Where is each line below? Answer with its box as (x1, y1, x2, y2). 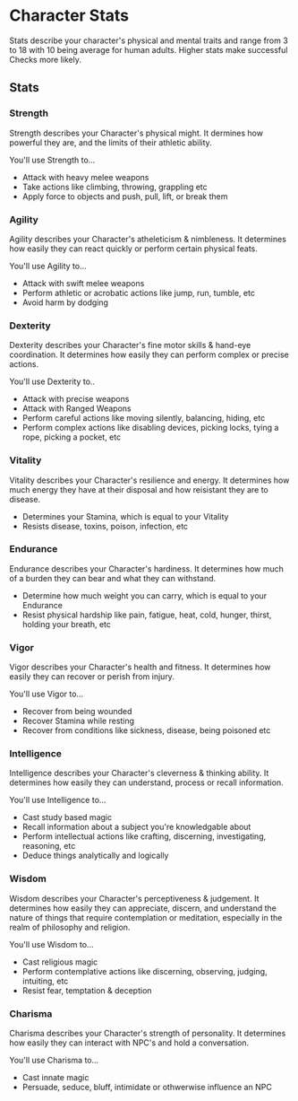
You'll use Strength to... (9, 154, 96, 165)
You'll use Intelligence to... (9, 795, 106, 806)
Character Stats (9, 5, 130, 26)
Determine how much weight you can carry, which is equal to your (21, 590, 268, 601)
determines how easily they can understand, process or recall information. (9, 777, 284, 788)
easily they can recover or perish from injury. (9, 671, 175, 682)
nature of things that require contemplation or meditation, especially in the (9, 912, 283, 922)
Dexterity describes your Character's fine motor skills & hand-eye (9, 340, 251, 351)
